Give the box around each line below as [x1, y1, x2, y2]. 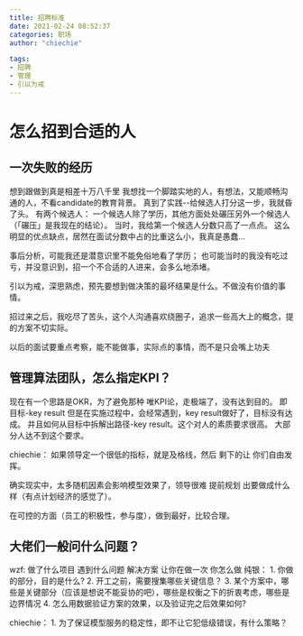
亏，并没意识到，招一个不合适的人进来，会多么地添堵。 [9, 261, 215, 272]
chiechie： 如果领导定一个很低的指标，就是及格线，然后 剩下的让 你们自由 [9, 448, 285, 460]
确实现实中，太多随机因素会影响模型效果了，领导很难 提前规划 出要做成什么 [9, 479, 290, 490]
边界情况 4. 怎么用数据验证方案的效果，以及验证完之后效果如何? [9, 598, 246, 609]
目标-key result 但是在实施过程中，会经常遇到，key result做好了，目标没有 [9, 407, 286, 418]
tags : [9, 55, 30, 64]
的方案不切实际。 [9, 322, 73, 333]
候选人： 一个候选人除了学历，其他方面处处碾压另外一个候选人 [58, 208, 290, 219]
